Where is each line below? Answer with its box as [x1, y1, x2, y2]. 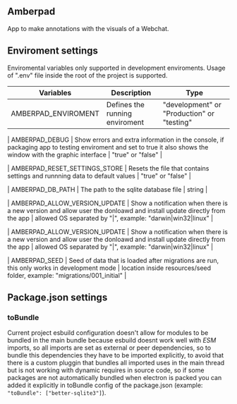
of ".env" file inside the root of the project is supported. [7, 71, 168, 80]
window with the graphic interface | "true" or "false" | [7, 150, 162, 159]
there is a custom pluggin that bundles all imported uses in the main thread [7, 359, 225, 367]
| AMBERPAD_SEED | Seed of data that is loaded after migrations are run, [7, 256, 219, 264]
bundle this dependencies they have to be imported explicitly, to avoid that [7, 351, 224, 360]
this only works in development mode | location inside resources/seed [7, 264, 212, 272]
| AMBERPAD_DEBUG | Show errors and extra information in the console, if [7, 135, 224, 144]
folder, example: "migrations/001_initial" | [7, 271, 127, 279]
